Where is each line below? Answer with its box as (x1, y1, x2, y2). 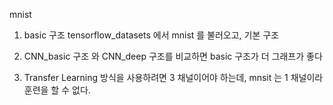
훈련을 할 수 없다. (23, 84, 91, 96)
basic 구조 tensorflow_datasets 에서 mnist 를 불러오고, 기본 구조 (23, 29, 280, 41)
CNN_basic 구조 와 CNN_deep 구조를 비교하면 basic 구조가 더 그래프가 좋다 (23, 50, 323, 62)
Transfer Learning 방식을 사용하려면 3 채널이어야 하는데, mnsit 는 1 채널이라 (23, 72, 324, 83)
